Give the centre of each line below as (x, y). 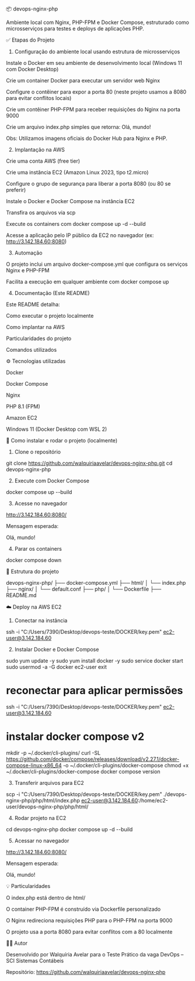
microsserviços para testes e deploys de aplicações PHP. (75, 28)
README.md (21, 595)
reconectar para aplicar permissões (95, 691)
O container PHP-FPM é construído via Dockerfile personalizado (83, 909)
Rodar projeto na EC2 (40, 818)
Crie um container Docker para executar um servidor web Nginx (83, 80)
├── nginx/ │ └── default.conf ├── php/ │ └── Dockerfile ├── (84, 589)
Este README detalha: (33, 304)
